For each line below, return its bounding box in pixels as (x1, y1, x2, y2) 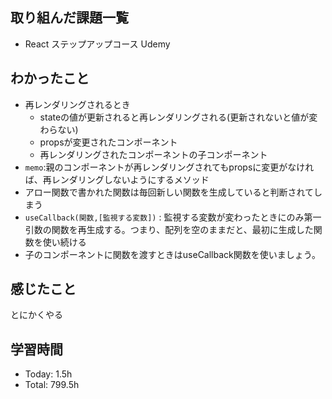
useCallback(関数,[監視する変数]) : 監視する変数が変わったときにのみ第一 (24, 211, 322, 223)
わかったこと (10, 70, 90, 87)
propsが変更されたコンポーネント (39, 136, 178, 148)
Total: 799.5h (24, 379, 80, 391)
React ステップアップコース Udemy (24, 38, 171, 50)
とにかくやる (10, 309, 63, 321)
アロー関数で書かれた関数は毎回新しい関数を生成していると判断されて (24, 186, 314, 198)
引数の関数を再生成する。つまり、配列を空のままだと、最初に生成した (24, 223, 314, 235)
